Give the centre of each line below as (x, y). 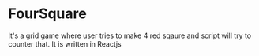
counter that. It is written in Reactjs (65, 43)
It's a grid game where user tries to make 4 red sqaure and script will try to (130, 35)
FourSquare (47, 14)
